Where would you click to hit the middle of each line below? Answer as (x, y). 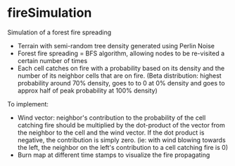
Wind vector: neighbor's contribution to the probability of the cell (112, 118)
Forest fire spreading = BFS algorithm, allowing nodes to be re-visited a (121, 53)
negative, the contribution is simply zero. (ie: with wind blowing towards (122, 140)
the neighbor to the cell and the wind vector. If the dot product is (111, 132)
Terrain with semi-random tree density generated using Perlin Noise (116, 46)
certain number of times (52, 60)
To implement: (28, 104)
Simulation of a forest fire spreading (59, 32)
